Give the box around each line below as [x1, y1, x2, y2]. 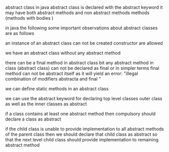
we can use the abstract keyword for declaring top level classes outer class [5, 96, 163, 101]
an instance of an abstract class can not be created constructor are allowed [5, 40, 163, 46]
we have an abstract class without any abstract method [5, 50, 120, 56]
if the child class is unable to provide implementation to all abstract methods [5, 126, 164, 132]
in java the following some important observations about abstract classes [5, 25, 158, 31]
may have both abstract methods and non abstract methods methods [5, 10, 150, 16]
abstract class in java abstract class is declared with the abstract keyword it [5, 5, 163, 10]
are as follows [5, 30, 34, 36]
